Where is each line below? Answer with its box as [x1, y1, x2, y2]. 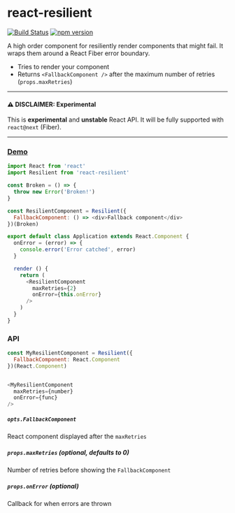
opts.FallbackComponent [7, 416, 77, 423]
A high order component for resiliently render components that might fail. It [7, 41, 224, 50]
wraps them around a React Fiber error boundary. [7, 49, 150, 57]
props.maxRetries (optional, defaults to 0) [7, 448, 129, 456]
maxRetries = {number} [13, 388, 73, 395]
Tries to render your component [17, 62, 110, 71]
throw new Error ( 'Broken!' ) [13, 189, 96, 196]
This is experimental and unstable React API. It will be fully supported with [7, 115, 224, 124]
